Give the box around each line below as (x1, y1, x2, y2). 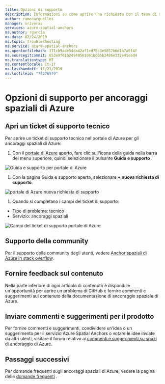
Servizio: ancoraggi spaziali (12, 213, 69, 219)
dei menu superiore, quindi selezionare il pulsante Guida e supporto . (12, 155, 153, 161)
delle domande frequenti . (5, 374, 57, 380)
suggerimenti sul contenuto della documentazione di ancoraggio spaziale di (5, 293, 159, 299)
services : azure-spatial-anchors (5, 26, 74, 30)
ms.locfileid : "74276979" (5, 71, 58, 76)
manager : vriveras (5, 21, 43, 26)
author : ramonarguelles (5, 16, 54, 21)
